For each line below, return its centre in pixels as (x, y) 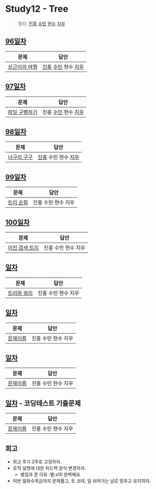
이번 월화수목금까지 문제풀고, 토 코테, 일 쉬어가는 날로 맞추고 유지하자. (82, 481)
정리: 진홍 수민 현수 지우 (41, 23)
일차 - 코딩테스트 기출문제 (43, 403)
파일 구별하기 (23, 112)
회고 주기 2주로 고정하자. (37, 462)
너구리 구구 (20, 157)
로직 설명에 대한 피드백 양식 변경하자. (49, 468)
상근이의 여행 (23, 67)
